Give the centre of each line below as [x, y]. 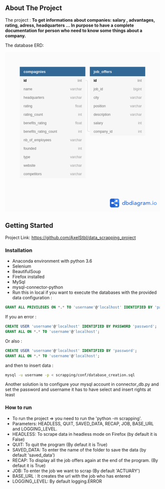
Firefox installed [28, 277]
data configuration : [32, 298]
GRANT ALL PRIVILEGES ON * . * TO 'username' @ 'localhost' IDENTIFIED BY [79, 308]
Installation [19, 250]
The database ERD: [25, 45]
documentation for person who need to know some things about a [74, 30]
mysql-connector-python [38, 287]
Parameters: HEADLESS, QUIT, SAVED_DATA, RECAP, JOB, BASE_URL [83, 423]
